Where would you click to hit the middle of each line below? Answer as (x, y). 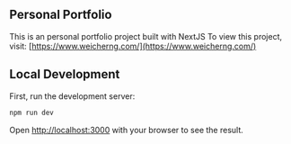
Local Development (65, 74)
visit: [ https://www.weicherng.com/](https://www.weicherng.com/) (133, 46)
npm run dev (31, 112)
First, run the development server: (72, 96)
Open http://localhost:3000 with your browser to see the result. (127, 130)
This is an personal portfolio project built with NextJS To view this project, (146, 36)
